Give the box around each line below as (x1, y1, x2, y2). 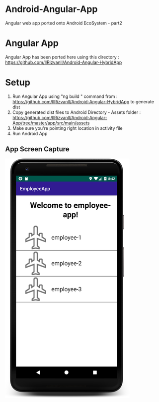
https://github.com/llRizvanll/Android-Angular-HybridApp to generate (12, 98, 154, 104)
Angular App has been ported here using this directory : (5, 54, 119, 60)
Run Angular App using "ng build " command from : (12, 93, 118, 99)
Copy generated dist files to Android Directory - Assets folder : (12, 109, 141, 115)
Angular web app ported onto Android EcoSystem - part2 (5, 20, 123, 26)
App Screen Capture (5, 145, 70, 153)
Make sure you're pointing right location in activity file (12, 125, 123, 131)
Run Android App (12, 130, 48, 136)
